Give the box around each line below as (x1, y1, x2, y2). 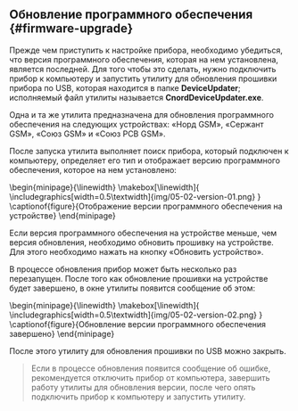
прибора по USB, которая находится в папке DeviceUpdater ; (9, 82, 241, 93)
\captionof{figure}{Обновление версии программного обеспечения (9, 318, 266, 329)
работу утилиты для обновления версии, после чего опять (30, 382, 256, 392)
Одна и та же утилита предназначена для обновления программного (9, 109, 275, 119)
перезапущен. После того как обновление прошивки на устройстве (9, 273, 269, 284)
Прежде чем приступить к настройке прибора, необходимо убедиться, (9, 45, 283, 55)
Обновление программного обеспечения (9, 7, 253, 22)
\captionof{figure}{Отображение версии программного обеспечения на (9, 201, 283, 211)
